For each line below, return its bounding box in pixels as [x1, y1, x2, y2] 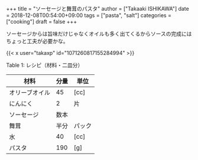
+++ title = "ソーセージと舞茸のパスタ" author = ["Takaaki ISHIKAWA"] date [6, 5, 189, 12]
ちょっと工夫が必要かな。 [6, 38, 69, 44]
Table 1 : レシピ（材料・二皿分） [6, 61, 83, 68]
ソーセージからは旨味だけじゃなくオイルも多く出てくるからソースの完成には [6, 30, 192, 37]
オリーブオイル [9, 89, 51, 96]
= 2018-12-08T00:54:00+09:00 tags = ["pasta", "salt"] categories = [6, 12, 171, 19]
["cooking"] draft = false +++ [6, 18, 77, 25]
